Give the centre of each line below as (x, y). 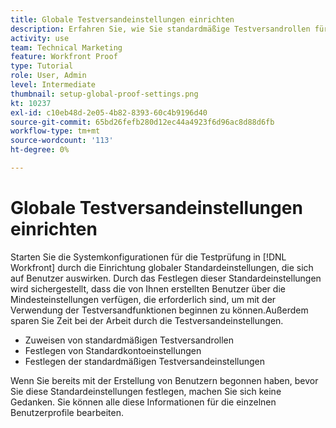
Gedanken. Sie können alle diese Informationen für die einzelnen (143, 402)
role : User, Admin (48, 76)
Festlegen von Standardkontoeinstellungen (113, 350)
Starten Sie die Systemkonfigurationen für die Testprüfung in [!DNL (148, 257)
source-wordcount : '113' (62, 141)
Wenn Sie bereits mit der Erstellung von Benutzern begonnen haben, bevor (164, 380)
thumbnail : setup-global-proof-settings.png (104, 94)
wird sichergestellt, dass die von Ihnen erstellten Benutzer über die (148, 288)
